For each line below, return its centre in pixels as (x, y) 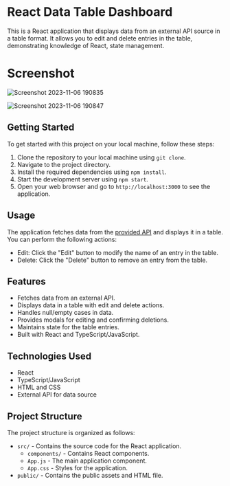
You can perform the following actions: (62, 239)
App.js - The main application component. (87, 461)
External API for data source (57, 395)
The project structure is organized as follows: (71, 432)
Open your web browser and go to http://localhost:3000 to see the (114, 186)
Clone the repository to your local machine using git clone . (102, 157)
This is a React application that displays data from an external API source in (114, 31)
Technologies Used (49, 356)
